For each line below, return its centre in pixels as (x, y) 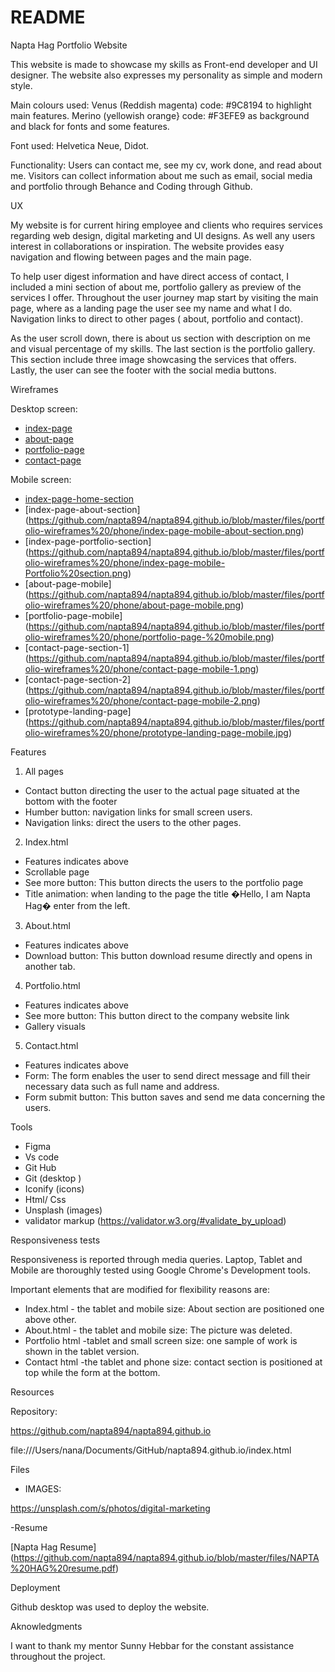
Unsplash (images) (63, 1210)
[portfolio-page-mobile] (73, 615)
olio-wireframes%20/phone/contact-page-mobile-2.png (141, 700)
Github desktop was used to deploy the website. (110, 1607)
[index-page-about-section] (82, 509)
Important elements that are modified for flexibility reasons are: (140, 1289)
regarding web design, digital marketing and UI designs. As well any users (163, 235)
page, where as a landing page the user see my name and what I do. (151, 308)
